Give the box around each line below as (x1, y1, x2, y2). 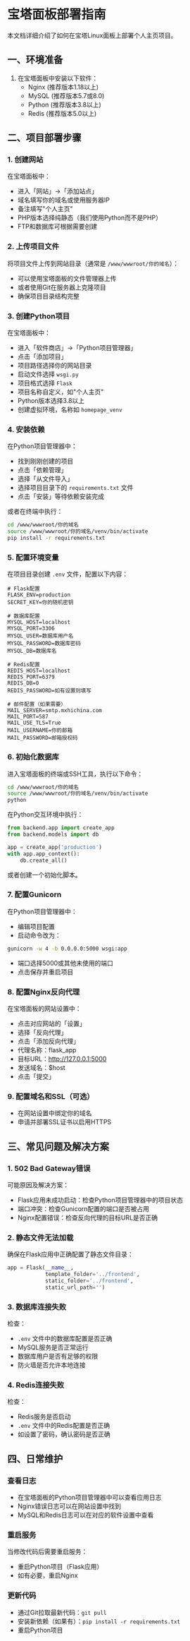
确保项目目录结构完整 (17, 291, 80, 300)
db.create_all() (20, 857, 68, 864)
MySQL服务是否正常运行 (17, 1343, 89, 1352)
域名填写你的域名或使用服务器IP (17, 196, 110, 205)
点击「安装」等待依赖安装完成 (17, 492, 104, 501)
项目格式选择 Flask (17, 379, 72, 387)
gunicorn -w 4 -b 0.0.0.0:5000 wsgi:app (7, 945, 128, 952)
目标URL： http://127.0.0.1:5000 (17, 1054, 107, 1063)
